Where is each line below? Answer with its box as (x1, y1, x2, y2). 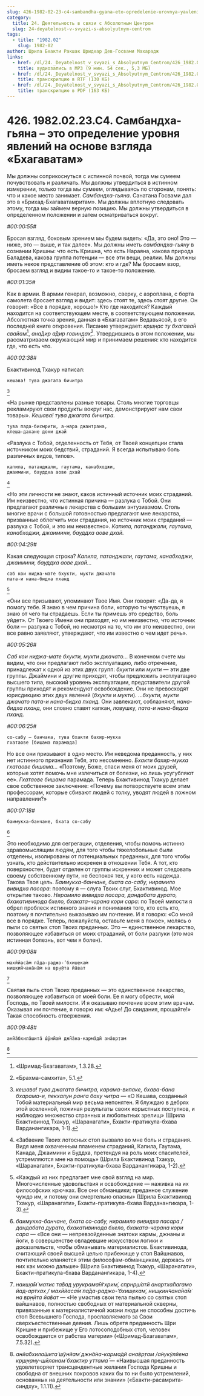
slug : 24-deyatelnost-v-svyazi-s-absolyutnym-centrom (12, 25, 151, 32)
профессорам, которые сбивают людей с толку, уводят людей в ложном (7, 789, 196, 796)
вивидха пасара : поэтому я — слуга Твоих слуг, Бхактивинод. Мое (7, 885, 182, 892)
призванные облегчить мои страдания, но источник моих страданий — (7, 516, 192, 524)
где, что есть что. (7, 343, 52, 350)
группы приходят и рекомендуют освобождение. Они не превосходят (7, 685, 189, 692)
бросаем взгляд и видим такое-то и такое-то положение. (7, 266, 156, 274)
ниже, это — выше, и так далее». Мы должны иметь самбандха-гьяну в (7, 240, 194, 248)
